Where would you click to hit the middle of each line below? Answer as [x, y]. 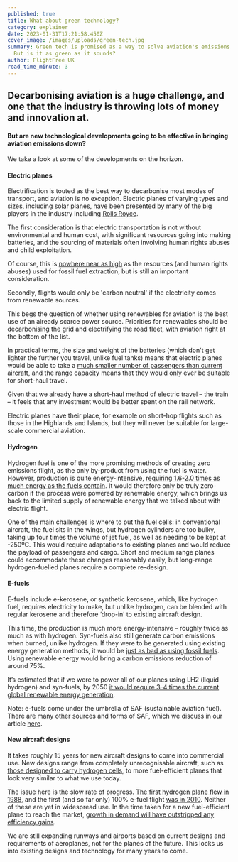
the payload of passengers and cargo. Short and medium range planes [111, 552]
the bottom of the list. [39, 337]
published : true [31, 14]
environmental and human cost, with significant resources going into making [119, 235]
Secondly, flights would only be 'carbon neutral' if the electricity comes [112, 293]
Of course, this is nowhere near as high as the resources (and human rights [118, 264]
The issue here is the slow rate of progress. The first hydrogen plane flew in [118, 792]
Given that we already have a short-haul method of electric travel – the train [118, 394]
